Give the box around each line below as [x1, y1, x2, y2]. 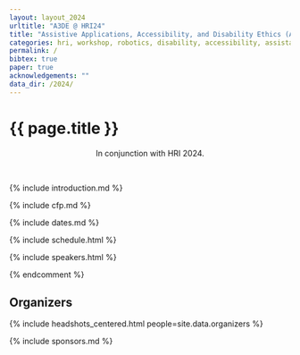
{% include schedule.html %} [9, 234, 118, 245]
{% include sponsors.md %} [9, 336, 113, 347]
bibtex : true [9, 55, 58, 63]
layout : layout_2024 [9, 13, 87, 22]
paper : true [9, 63, 54, 72]
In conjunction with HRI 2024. [95, 148, 205, 158]
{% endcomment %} [9, 269, 85, 280]
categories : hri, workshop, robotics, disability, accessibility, [9, 38, 262, 47]
